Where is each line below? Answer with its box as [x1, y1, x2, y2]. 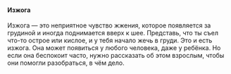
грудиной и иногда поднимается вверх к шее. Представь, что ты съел [7, 29, 219, 37]
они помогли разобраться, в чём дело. [7, 58, 125, 67]
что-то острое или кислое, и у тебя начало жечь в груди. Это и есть [7, 36, 213, 45]
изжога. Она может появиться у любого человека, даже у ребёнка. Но [7, 44, 221, 52]
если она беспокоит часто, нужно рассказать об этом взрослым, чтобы [7, 51, 225, 60]
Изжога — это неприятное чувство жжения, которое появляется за [7, 21, 211, 30]
